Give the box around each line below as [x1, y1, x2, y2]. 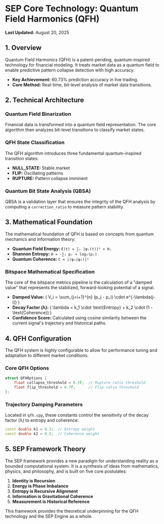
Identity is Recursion [12, 478, 55, 483]
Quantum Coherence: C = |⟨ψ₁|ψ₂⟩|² [12, 256, 90, 262]
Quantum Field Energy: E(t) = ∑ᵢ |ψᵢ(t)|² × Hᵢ [12, 246, 112, 251]
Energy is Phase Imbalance [12, 483, 69, 489]
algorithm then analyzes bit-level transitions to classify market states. [5, 127, 145, 133]
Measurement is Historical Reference [12, 499, 90, 504]
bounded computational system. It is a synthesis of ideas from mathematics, [5, 463, 159, 469]
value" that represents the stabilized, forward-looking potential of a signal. [5, 285, 155, 291]
